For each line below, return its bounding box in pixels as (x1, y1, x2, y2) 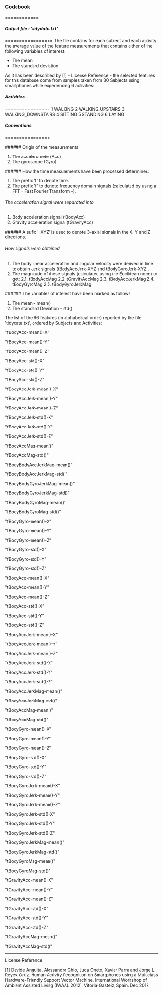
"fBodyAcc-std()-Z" (5, 376, 45, 382)
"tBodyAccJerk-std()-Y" (5, 669, 53, 675)
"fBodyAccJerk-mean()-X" (5, 386, 58, 392)
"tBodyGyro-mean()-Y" (5, 735, 51, 741)
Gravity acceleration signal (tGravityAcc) (12, 219, 93, 225)
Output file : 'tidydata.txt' (5, 25, 58, 31)
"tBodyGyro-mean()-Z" (5, 745, 52, 751)
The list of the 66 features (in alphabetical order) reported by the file (5, 314, 142, 320)
